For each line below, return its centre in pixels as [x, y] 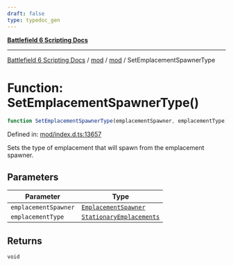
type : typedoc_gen [34, 20]
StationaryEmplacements [121, 217]
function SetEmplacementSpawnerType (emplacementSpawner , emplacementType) [118, 121]
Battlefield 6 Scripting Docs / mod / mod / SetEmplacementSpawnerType [111, 60]
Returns [25, 241]
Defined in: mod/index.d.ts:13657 [54, 134]
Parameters [33, 177]
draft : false [26, 14]
